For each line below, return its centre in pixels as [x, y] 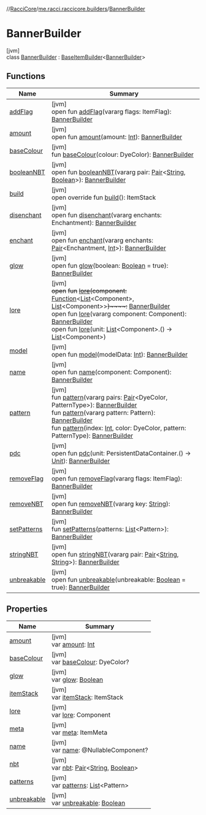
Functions [26, 76]
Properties [27, 609]
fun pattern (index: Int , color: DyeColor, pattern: [119, 428]
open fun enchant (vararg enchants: [102, 240]
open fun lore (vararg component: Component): [119, 314]
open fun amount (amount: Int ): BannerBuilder [117, 137]
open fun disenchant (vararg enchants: [107, 215]
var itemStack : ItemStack [87, 697]
